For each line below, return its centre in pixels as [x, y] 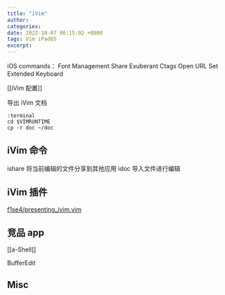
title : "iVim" [28, 13]
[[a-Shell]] [22, 250]
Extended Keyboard [35, 74]
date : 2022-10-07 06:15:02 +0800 [55, 33]
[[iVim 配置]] [25, 88]
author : [18, 20]
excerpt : [20, 45]
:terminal [21, 116]
